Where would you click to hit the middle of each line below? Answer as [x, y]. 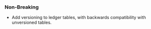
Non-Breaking [22, 7]
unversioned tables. [32, 22]
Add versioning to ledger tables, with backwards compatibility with [79, 18]
